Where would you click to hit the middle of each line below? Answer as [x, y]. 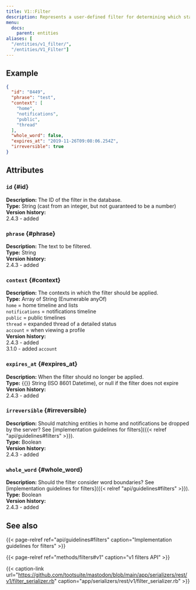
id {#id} [17, 187]
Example [22, 73]
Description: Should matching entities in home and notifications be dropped [98, 423]
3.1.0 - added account [32, 349]
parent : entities [38, 33]
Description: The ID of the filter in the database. [64, 200]
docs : [18, 28]
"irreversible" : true [38, 147]
